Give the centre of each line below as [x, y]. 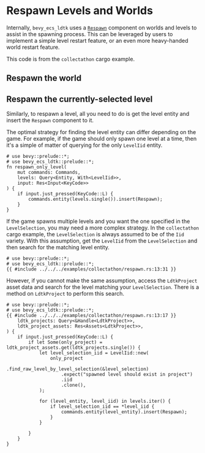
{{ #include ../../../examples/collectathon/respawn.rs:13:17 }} [91, 316]
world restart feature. [33, 47]
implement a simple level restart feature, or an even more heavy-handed [97, 40]
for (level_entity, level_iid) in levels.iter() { [105, 402]
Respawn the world [44, 78]
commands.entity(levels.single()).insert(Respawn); [96, 200]
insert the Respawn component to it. [50, 121]
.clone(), [73, 385]
